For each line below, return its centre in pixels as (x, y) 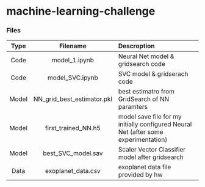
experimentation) (143, 140)
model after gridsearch (151, 157)
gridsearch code (142, 64)
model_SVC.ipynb (73, 78)
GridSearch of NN (144, 99)
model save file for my (150, 117)
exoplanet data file (145, 167)
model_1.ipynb (73, 61)
